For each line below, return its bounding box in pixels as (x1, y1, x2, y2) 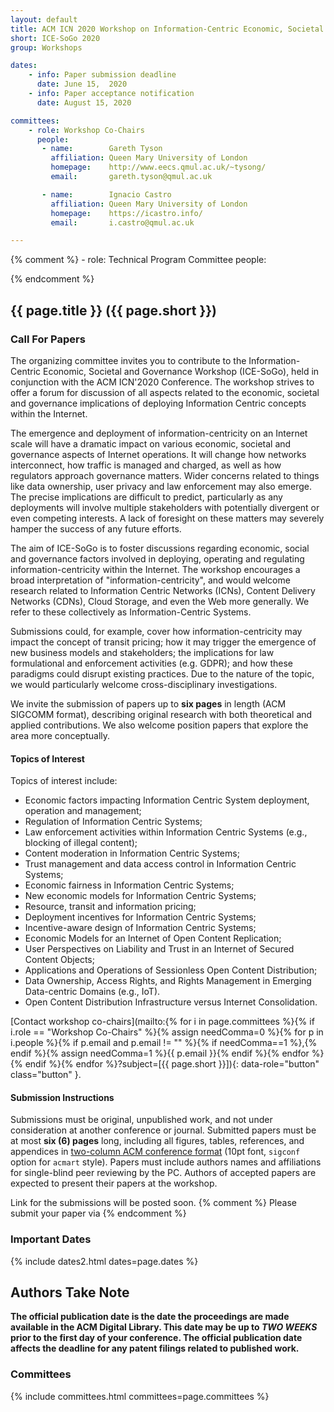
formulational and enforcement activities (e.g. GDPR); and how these (10, 657, 293, 669)
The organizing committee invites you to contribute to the (10, 354, 247, 366)
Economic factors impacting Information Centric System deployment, (24, 794, 310, 806)
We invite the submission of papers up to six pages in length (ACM (10, 697, 287, 710)
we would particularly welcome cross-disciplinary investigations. (10, 678, 278, 690)
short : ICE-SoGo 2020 (10, 33, 101, 43)
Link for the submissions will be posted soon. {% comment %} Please (10, 1197, 297, 1209)
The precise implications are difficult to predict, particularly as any (10, 491, 283, 503)
